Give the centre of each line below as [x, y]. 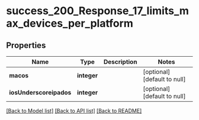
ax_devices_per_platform [70, 23]
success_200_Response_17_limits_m [98, 11]
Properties [26, 45]
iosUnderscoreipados [40, 93]
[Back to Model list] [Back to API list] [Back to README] [74, 111]
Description [120, 62]
